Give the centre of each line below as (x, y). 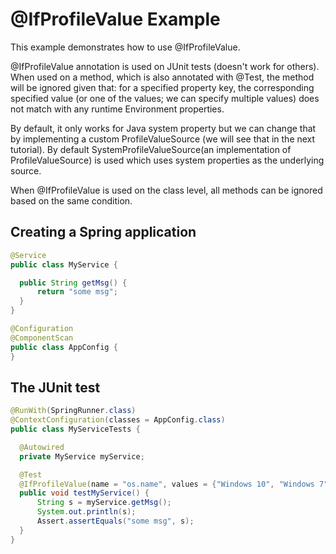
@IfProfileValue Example (115, 19)
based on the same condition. (71, 200)
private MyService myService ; (82, 456)
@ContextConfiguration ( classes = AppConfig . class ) (118, 420)
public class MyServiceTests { (75, 429)
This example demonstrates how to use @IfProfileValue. (125, 47)
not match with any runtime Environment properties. (117, 109)
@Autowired (42, 447)
